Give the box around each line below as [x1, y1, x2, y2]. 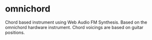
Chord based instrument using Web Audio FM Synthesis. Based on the [5, 19, 148, 25]
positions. [5, 29, 25, 35]
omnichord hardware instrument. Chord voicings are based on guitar [5, 24, 144, 30]
